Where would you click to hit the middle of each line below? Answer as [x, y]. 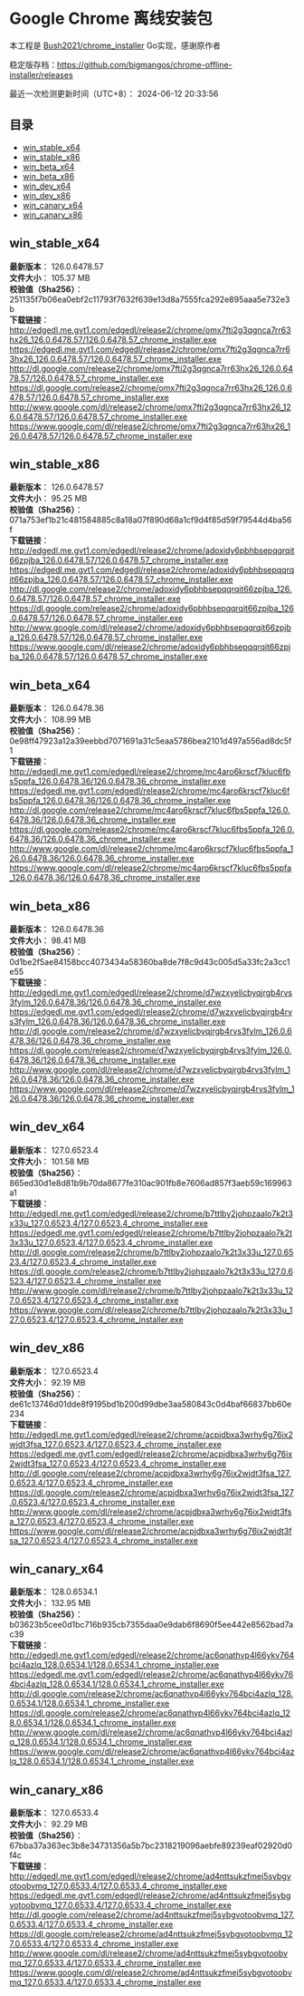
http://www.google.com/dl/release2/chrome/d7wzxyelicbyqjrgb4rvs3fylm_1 [150, 1070]
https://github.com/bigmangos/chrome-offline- [145, 64]
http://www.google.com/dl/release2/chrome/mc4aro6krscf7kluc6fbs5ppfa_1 [152, 849]
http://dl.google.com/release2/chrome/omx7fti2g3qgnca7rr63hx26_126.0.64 [152, 368]
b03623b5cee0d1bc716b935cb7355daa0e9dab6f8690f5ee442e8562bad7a [152, 1625]
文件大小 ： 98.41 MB [48, 940]
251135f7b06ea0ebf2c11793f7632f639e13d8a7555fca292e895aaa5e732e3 [150, 299]
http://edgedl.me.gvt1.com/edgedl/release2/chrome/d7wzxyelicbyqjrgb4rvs [151, 993]
